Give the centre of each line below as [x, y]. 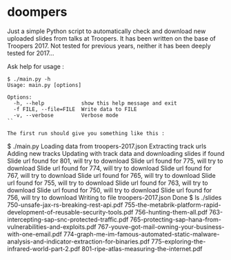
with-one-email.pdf [34, 234]
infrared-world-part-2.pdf [44, 248]
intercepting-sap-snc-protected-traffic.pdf [68, 219]
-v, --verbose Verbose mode [66, 115]
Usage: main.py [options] [44, 85]
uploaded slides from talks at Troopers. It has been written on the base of [111, 38]
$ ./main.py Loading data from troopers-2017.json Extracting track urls [107, 146]
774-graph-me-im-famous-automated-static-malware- [141, 234]
